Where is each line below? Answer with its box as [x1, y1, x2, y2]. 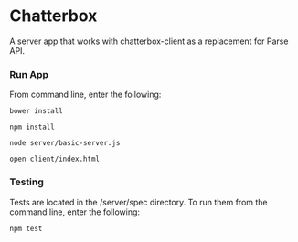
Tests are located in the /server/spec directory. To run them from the [9, 196, 268, 207]
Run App [9, 68, 48, 80]
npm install [9, 122, 55, 132]
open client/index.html [9, 154, 101, 164]
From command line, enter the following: [9, 89, 162, 100]
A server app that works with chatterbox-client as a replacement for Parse [9, 36, 289, 47]
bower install [9, 107, 64, 116]
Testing [9, 175, 44, 188]
